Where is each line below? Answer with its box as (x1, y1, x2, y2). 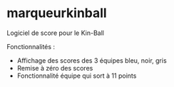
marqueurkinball (6, 5, 108, 21)
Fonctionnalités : (6, 42, 55, 51)
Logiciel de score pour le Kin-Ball (6, 29, 105, 37)
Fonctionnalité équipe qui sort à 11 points (16, 71, 137, 80)
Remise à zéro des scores (16, 63, 93, 72)
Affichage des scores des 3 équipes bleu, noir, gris (16, 56, 167, 65)
